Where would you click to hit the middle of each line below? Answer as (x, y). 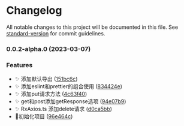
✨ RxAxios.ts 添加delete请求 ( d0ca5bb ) (64, 109)
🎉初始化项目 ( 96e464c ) (44, 116)
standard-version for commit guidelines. (56, 33)
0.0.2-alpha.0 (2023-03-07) (49, 49)
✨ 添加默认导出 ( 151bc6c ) (46, 79)
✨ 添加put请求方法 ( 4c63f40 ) (51, 94)
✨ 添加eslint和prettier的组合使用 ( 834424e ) (69, 86)
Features (19, 65)
